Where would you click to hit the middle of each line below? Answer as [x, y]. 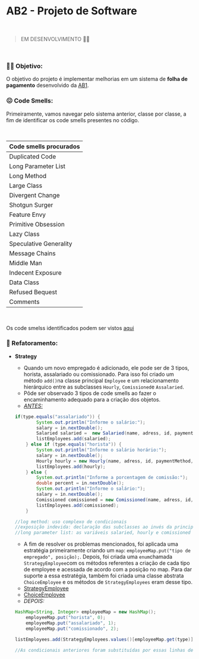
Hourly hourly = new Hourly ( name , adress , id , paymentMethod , [115, 461]
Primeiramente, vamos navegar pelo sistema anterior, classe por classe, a [96, 114]
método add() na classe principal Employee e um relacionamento [101, 380]
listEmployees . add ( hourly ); [71, 467]
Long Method [28, 176]
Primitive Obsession [37, 224]
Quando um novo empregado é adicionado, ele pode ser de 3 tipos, [106, 368]
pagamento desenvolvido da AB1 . [48, 85]
